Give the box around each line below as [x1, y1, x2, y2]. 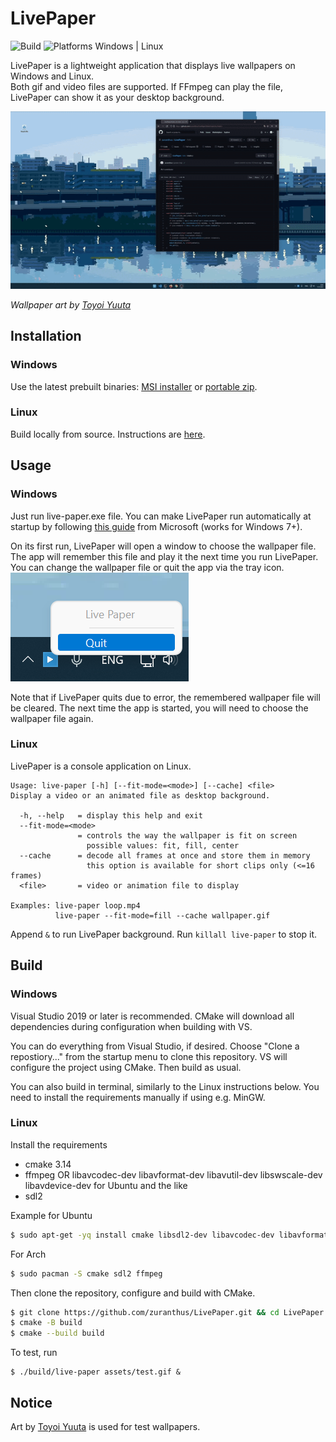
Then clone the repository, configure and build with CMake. [10, 1287, 256, 1299]
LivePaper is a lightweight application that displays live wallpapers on [10, 59, 296, 71]
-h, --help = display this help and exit [19, 810, 203, 821]
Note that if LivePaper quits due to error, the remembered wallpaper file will [10, 691, 321, 703]
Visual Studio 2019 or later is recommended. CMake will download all [10, 1010, 295, 1022]
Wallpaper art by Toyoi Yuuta [10, 298, 132, 311]
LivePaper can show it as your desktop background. [10, 91, 225, 103]
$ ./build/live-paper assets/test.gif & [10, 1367, 182, 1377]
